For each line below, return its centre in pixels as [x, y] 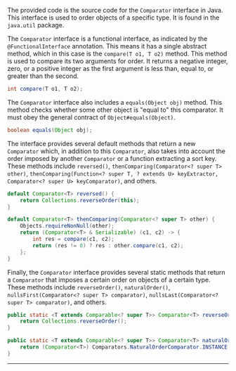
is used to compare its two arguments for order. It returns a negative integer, [118, 61]
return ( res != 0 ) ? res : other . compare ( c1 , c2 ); [108, 245]
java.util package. [36, 25]
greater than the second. [43, 76]
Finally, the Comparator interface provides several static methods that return [117, 272]
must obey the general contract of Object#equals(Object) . [91, 117]
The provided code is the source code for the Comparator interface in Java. [115, 10]
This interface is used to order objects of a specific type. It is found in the [113, 18]
